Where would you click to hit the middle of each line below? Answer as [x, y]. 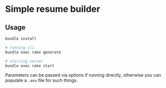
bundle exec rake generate [33, 52]
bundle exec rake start [30, 66]
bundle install [21, 39]
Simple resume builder [53, 9]
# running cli [20, 47]
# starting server [24, 61]
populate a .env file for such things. [41, 81]
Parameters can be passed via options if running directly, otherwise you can [83, 75]
